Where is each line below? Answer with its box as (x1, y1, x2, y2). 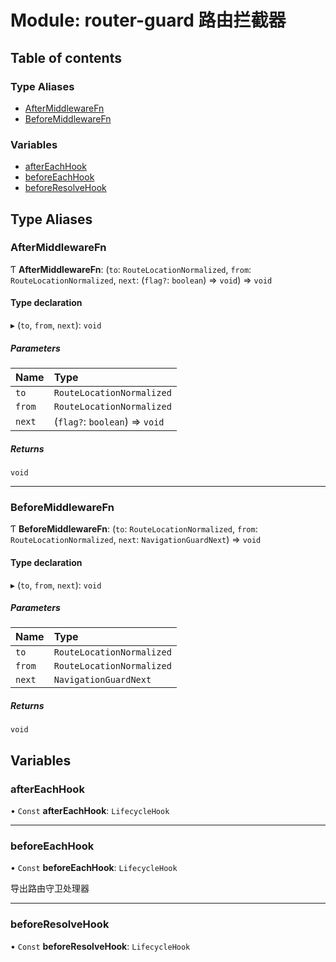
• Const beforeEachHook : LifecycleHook (10, 862, 178, 874)
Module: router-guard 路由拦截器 (10, 9, 287, 32)
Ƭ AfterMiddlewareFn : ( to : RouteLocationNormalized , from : (10, 263, 252, 275)
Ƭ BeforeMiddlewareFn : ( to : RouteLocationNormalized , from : (10, 523, 258, 535)
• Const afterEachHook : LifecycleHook (10, 805, 170, 817)
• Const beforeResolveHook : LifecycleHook (10, 940, 191, 952)
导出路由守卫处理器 (10, 882, 90, 895)
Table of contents (10, 49, 122, 66)
